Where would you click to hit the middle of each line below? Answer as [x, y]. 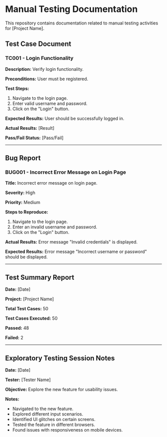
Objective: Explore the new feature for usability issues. [62, 389]
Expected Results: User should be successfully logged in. [65, 118]
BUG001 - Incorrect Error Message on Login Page [66, 172]
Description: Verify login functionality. [44, 69]
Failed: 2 [14, 338]
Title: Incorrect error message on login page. [51, 183]
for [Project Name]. [25, 28]
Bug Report [23, 158]
